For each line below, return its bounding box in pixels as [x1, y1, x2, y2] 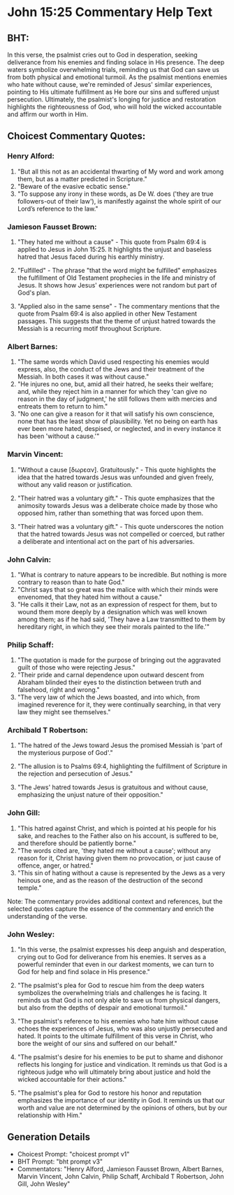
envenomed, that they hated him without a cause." [17, 593, 163, 601]
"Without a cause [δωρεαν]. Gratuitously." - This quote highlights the [17, 465, 217, 474]
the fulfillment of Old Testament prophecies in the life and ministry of [17, 274, 216, 282]
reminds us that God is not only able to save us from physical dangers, [17, 996, 221, 1005]
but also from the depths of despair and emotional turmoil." [17, 1003, 188, 1012]
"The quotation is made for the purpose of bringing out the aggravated [17, 656, 221, 665]
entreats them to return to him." [17, 402, 108, 411]
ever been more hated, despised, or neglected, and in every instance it [17, 425, 221, 433]
